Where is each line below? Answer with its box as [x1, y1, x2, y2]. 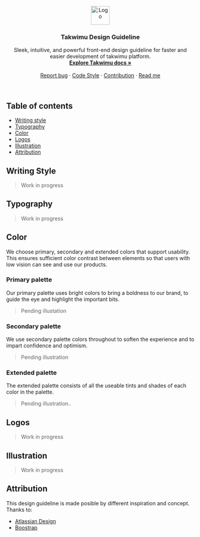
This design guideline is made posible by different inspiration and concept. [6, 499, 190, 507]
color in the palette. [6, 389, 54, 396]
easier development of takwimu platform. [50, 53, 151, 60]
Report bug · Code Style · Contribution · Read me [40, 72, 161, 79]
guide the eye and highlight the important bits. [6, 295, 120, 303]
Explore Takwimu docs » [69, 59, 131, 66]
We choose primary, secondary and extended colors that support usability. [6, 248, 190, 255]
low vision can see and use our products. [6, 261, 107, 268]
